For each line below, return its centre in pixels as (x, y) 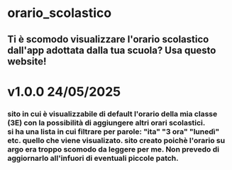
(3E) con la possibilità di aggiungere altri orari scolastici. (106, 123)
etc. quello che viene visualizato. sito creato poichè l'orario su (116, 140)
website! (27, 61)
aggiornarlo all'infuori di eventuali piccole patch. (93, 158)
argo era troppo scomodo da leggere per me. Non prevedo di (114, 149)
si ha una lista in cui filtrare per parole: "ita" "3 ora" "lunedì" (114, 131)
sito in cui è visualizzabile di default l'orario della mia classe (112, 113)
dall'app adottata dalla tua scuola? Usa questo (112, 50)
